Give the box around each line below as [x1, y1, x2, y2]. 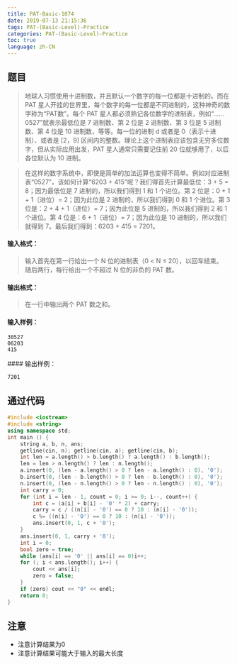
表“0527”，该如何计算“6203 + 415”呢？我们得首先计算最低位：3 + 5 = [24, 177, 229, 186]
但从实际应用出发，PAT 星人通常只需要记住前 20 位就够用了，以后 [37, 145, 229, 153]
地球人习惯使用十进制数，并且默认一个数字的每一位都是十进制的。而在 [24, 92, 230, 100]
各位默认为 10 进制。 [24, 153, 85, 162]
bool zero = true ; [20, 546, 74, 553]
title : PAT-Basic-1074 [7, 10, 74, 18]
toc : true [7, 37, 37, 44]
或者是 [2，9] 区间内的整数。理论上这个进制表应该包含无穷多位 [40, 135, 224, 144]
